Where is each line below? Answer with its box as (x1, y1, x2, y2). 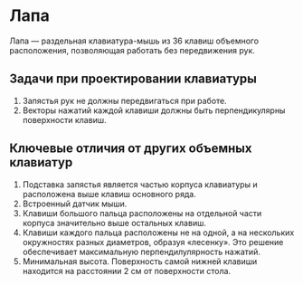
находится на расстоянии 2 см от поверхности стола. (22, 265, 232, 276)
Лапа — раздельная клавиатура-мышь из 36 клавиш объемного (9, 35, 260, 46)
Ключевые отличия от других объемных (9, 141, 252, 157)
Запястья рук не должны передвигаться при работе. (22, 95, 228, 106)
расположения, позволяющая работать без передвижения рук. (9, 44, 256, 55)
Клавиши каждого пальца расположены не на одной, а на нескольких (22, 227, 295, 238)
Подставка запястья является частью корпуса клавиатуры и (22, 178, 258, 190)
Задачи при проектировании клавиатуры (9, 71, 258, 87)
